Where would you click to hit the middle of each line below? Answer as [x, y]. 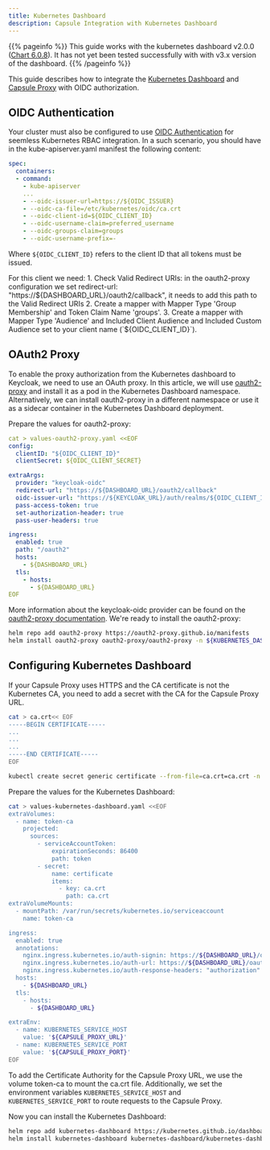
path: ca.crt [88, 896]
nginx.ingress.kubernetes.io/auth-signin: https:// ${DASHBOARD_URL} [140, 955]
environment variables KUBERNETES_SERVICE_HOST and [95, 1092]
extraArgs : [27, 475]
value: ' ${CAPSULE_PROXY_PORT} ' [77, 1052]
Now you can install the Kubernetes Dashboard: [87, 1116]
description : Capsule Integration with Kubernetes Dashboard [113, 23]
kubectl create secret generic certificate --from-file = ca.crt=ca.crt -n [135, 776]
